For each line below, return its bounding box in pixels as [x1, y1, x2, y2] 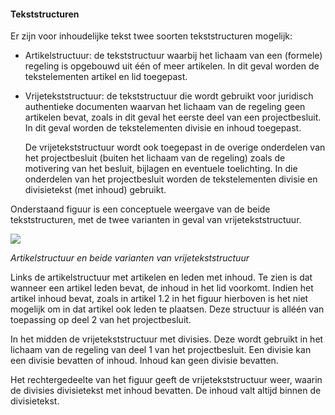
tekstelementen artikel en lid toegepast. [24, 71, 188, 83]
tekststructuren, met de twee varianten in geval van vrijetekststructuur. [10, 214, 302, 226]
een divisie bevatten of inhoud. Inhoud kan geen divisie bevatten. [10, 355, 279, 367]
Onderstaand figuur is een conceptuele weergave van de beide [10, 203, 271, 215]
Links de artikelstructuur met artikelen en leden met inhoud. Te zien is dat [10, 271, 313, 284]
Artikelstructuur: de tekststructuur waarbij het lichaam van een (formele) [24, 50, 323, 62]
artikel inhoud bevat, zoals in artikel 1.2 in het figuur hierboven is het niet [10, 293, 309, 305]
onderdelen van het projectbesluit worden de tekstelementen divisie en [24, 173, 318, 185]
